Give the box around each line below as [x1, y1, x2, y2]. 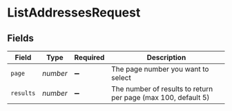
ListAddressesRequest [7, 5, 141, 21]
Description [146, 53, 186, 62]
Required [74, 53, 105, 62]
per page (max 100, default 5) [111, 93, 210, 102]
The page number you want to [111, 64, 209, 74]
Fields [7, 32, 35, 44]
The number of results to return [111, 84, 213, 94]
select [111, 73, 131, 82]
